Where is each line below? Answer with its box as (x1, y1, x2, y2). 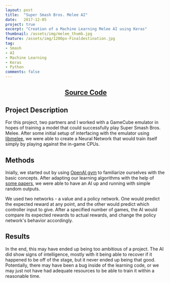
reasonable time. (5, 273, 41, 279)
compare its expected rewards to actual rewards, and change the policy (5, 212, 157, 218)
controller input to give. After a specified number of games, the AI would (5, 207, 157, 213)
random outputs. (5, 186, 40, 192)
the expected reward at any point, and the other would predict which (5, 201, 150, 207)
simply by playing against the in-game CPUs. (5, 141, 100, 147)
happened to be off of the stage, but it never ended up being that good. (5, 256, 156, 263)
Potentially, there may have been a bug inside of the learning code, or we (5, 262, 159, 268)
